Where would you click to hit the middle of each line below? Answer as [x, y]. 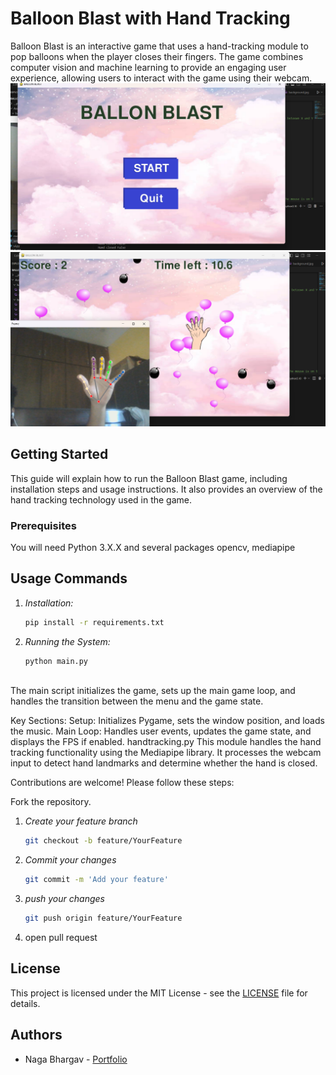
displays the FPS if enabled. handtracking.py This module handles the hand [166, 742]
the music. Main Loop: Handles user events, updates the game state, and [161, 731]
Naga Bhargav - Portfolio [76, 1059]
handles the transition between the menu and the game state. [137, 701]
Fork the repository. [51, 802]
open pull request [61, 937]
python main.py [56, 661]
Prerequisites [43, 525]
